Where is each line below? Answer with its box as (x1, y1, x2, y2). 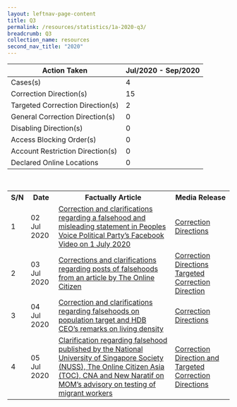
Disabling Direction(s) (11, 123, 83, 133)
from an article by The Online (58, 273, 155, 282)
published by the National (58, 344, 143, 353)
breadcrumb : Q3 (7, 30, 52, 37)
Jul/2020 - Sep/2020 (126, 66, 200, 75)
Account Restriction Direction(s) (11, 146, 118, 156)
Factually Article (84, 193, 142, 202)
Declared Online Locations (11, 158, 99, 167)
